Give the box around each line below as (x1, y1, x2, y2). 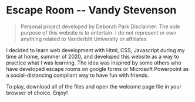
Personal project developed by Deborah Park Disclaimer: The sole (20, 23, 180, 30)
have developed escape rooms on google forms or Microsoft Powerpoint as (6, 65, 189, 72)
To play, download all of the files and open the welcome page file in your (6, 83, 182, 90)
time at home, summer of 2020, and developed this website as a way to (6, 53, 179, 60)
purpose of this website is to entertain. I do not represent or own (20, 29, 177, 36)
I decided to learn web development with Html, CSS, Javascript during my (6, 46, 185, 53)
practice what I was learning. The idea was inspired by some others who (6, 59, 181, 66)
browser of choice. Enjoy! (6, 89, 68, 96)
